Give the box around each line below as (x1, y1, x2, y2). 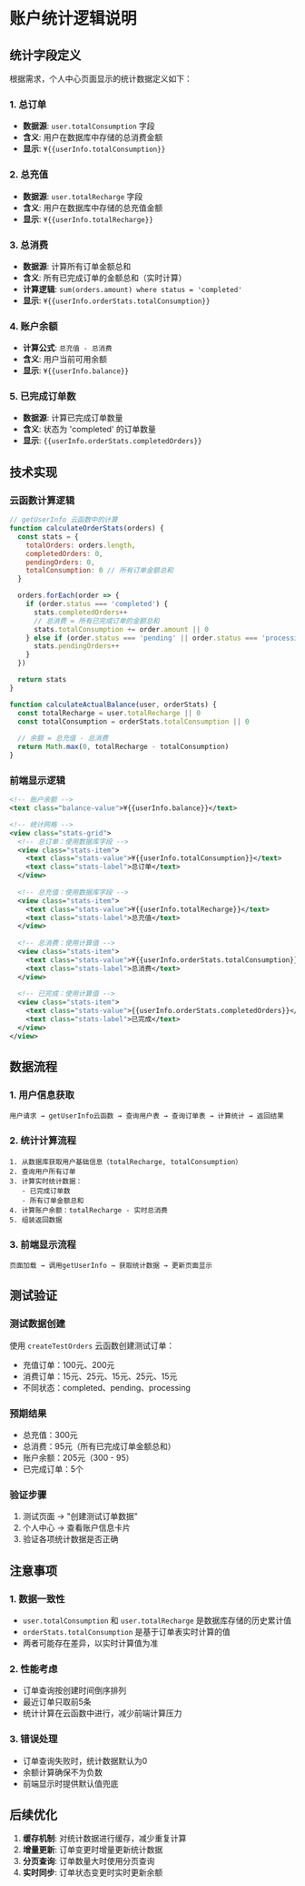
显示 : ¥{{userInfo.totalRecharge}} (22, 213, 154, 224)
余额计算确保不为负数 (22, 1767, 103, 1778)
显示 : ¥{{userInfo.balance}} (22, 365, 130, 376)
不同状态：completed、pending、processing (22, 1382, 191, 1393)
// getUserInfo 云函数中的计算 (9, 515, 118, 524)
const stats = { (17, 532, 79, 542)
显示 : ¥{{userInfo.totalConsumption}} (22, 143, 166, 155)
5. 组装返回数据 (9, 1215, 63, 1224)
